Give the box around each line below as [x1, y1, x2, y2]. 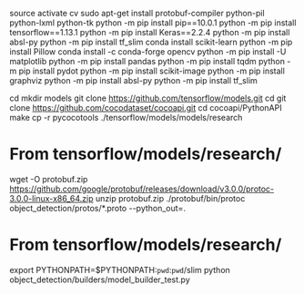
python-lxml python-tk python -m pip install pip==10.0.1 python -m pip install [9, 17, 297, 28]
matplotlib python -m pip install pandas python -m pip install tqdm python [9, 56, 285, 66]
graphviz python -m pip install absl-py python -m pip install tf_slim [9, 75, 258, 85]
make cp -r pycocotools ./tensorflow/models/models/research [9, 113, 243, 122]
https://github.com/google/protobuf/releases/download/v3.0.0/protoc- [9, 183, 275, 194]
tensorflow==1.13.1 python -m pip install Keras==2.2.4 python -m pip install [9, 27, 290, 37]
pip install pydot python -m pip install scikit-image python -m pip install [18, 65, 285, 76]
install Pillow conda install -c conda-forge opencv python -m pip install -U [9, 46, 287, 57]
